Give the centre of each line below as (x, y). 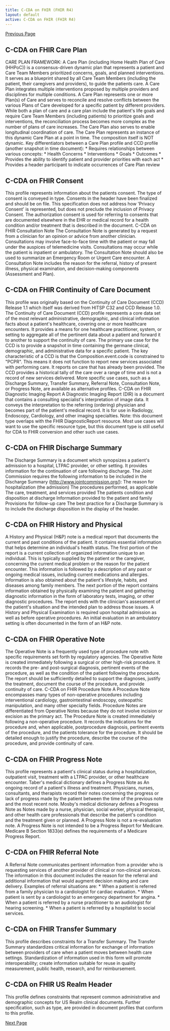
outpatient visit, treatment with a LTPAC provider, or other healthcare (77, 777)
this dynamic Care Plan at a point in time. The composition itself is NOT (79, 138)
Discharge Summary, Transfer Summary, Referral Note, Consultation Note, (83, 383)
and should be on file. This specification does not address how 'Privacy (80, 204)
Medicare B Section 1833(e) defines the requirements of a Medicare (76, 831)
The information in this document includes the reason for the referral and (81, 875)
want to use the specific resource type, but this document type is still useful (84, 426)
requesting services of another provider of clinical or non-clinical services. (83, 870)
